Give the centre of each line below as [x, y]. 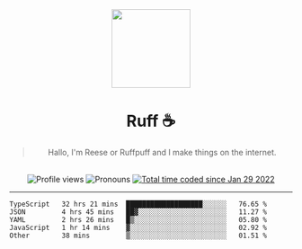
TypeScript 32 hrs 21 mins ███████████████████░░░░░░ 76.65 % [138, 204]
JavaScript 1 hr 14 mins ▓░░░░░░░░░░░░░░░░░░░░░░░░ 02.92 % [138, 227]
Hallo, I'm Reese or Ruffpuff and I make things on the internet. [162, 152]
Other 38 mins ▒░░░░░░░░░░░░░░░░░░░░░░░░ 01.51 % [138, 236]
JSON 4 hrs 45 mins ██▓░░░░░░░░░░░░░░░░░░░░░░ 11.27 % [138, 212]
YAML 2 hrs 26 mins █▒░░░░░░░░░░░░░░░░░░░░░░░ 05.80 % [138, 219]
